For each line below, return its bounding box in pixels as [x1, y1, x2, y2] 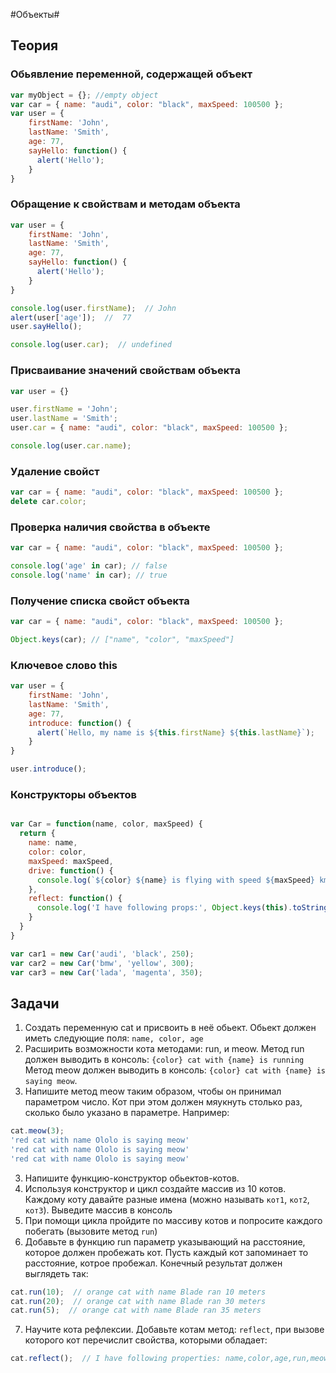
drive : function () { [28, 865, 114, 876]
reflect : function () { [28, 894, 123, 904]
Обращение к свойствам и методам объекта [10, 197, 241, 211]
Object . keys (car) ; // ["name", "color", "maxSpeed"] [10, 635, 235, 645]
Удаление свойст [10, 464, 100, 478]
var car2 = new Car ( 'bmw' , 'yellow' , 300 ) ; [10, 958, 195, 968]
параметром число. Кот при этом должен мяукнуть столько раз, [24, 1096, 303, 1108]
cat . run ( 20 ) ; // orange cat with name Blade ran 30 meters [10, 1296, 267, 1306]
